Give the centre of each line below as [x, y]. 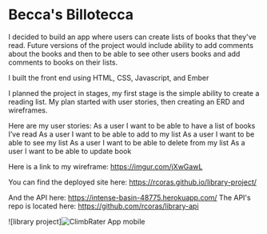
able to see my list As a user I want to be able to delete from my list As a [127, 142]
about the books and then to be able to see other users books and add [124, 54]
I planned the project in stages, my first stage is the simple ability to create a [134, 93]
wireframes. [28, 110]
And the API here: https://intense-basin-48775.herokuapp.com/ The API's [130, 197]
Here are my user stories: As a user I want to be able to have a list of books [132, 125]
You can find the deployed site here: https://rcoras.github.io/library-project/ [133, 182]
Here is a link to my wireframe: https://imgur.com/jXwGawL [106, 166]
